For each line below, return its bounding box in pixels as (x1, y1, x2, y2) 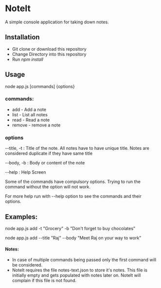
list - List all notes (12, 111, 48, 117)
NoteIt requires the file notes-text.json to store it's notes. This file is (12, 267, 147, 273)
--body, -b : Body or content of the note (5, 160, 85, 166)
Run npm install (12, 56, 44, 62)
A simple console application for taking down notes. (5, 19, 109, 25)
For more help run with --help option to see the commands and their (5, 193, 142, 199)
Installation (5, 33, 40, 41)
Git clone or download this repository (12, 46, 87, 52)
